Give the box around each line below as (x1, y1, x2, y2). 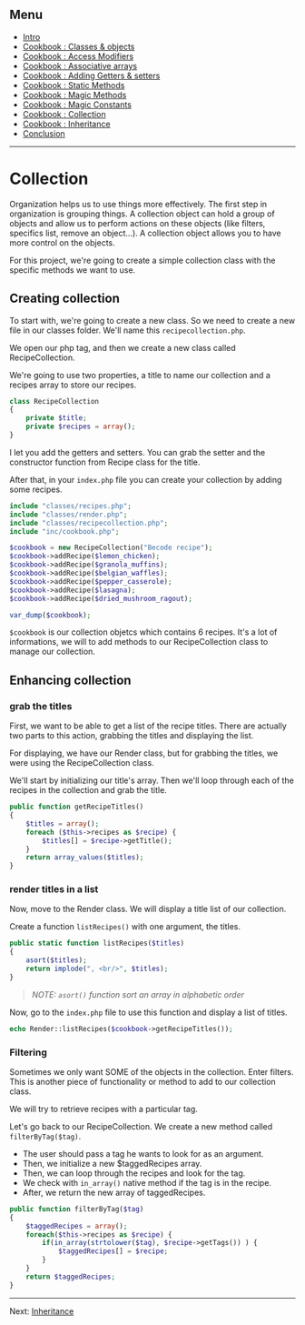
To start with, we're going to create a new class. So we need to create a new (9, 315, 296, 326)
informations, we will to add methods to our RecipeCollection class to (9, 637, 269, 647)
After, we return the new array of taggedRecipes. (22, 1187, 206, 1198)
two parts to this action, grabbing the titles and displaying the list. (9, 730, 254, 741)
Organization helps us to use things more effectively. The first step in (9, 198, 268, 209)
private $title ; (25, 414, 88, 423)
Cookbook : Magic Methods (22, 89, 127, 100)
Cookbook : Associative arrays (22, 60, 138, 71)
